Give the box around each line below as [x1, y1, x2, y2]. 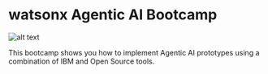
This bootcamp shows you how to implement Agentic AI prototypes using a [8, 47, 260, 57]
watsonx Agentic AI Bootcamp [8, 6, 218, 24]
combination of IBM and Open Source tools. [8, 56, 155, 66]
